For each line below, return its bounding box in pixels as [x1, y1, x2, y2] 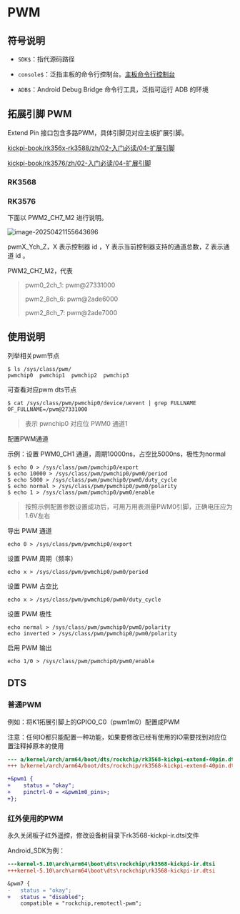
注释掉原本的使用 [13, 741, 64, 750]
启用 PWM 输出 [7, 643, 52, 652]
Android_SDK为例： [7, 846, 66, 855]
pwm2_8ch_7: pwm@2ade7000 [24, 309, 118, 317]
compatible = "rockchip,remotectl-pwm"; [20, 900, 142, 908]
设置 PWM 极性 [7, 609, 52, 618]
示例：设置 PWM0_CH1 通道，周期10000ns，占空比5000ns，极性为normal [7, 449, 226, 458]
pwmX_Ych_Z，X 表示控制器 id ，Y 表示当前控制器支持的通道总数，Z [7, 242, 209, 251]
